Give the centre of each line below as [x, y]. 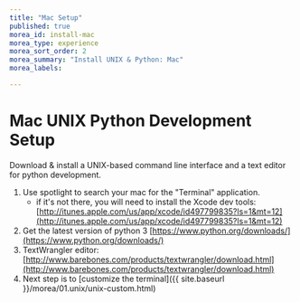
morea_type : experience [54, 43]
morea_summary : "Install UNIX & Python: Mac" [96, 60]
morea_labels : [36, 69]
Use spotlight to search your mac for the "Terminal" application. [141, 192]
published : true [40, 26]
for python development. [56, 175]
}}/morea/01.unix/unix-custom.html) [89, 288]
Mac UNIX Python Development [131, 121]
